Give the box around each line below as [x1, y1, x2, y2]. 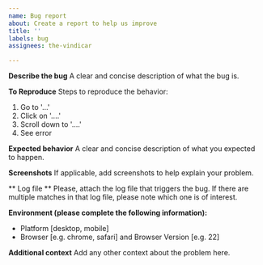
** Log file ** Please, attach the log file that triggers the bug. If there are [8, 183, 249, 194]
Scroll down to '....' [19, 120, 83, 129]
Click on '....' [19, 111, 62, 121]
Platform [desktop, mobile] [19, 224, 109, 233]
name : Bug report [8, 11, 67, 20]
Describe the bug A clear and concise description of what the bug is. [8, 71, 240, 81]
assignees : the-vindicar [8, 42, 92, 50]
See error [19, 128, 53, 138]
